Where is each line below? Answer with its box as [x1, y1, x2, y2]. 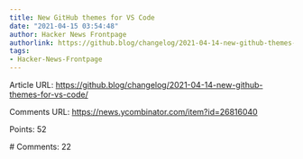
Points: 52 [9, 124, 47, 135]
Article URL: [9, 80, 54, 90]
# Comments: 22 [9, 141, 72, 152]
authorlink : [9, 38, 54, 48]
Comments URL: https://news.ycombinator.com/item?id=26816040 [9, 107, 259, 117]
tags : [9, 47, 30, 56]
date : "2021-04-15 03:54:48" [9, 22, 119, 31]
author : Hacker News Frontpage [9, 30, 127, 39]
